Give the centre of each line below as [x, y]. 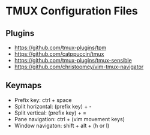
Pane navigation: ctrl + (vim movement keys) [70, 119]
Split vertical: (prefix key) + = [50, 113]
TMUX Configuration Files [72, 11]
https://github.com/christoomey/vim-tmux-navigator [79, 67]
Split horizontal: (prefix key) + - [53, 106]
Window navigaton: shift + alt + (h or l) [62, 125]
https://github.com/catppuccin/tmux [59, 54]
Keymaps [24, 85]
